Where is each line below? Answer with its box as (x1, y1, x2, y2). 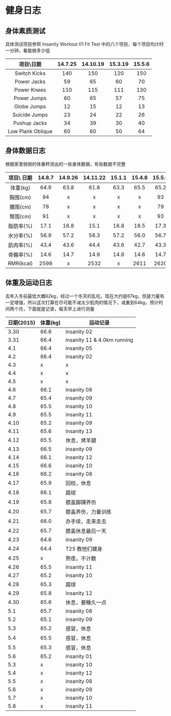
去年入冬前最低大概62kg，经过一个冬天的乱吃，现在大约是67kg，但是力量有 (5, 293, 164, 299)
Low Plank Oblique (8, 128, 52, 135)
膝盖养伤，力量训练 (65, 508, 112, 515)
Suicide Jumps (12, 111, 48, 118)
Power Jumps (13, 95, 47, 102)
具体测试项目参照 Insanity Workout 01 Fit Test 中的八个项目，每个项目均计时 (5, 41, 164, 47)
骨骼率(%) (8, 251, 33, 258)
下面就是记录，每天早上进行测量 (27, 306, 95, 312)
